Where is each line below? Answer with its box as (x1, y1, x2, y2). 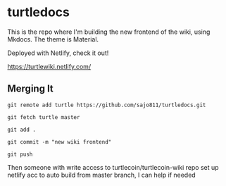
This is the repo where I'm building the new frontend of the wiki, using (7, 27, 211, 36)
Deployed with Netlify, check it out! (7, 49, 109, 57)
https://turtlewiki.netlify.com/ (7, 62, 92, 70)
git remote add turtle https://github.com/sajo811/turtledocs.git (7, 101, 206, 108)
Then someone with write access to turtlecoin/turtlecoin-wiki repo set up (7, 163, 220, 171)
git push (7, 151, 33, 158)
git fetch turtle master (7, 113, 80, 120)
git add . (7, 126, 37, 133)
